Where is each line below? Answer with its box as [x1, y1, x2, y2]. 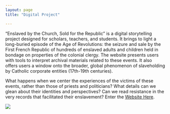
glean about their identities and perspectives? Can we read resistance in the [5, 88, 164, 94]
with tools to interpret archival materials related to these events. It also [5, 57, 152, 63]
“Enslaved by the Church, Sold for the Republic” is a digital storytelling [5, 30, 152, 36]
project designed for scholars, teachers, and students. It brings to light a [5, 36, 156, 42]
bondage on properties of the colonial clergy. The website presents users [5, 51, 159, 58]
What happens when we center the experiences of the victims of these [5, 78, 154, 84]
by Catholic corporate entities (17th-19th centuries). [5, 68, 113, 74]
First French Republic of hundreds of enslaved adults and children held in [5, 46, 158, 52]
